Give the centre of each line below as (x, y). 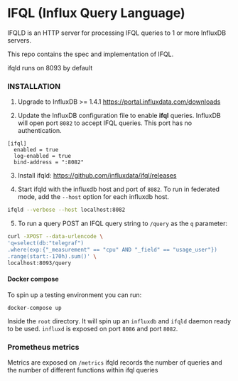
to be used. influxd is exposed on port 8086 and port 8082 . (93, 328)
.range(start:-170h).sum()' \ (52, 256)
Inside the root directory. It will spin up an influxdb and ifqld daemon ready (119, 321)
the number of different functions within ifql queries (83, 370)
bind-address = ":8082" (49, 162)
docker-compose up (34, 308)
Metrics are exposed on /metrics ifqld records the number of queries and (115, 362)
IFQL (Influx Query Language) (97, 13)
